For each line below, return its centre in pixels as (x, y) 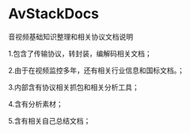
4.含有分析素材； (36, 104)
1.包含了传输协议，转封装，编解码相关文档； (80, 53)
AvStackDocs (54, 14)
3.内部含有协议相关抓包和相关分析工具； (74, 87)
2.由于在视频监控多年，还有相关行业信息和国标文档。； (96, 70)
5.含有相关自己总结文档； (49, 120)
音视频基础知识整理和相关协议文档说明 (70, 36)
